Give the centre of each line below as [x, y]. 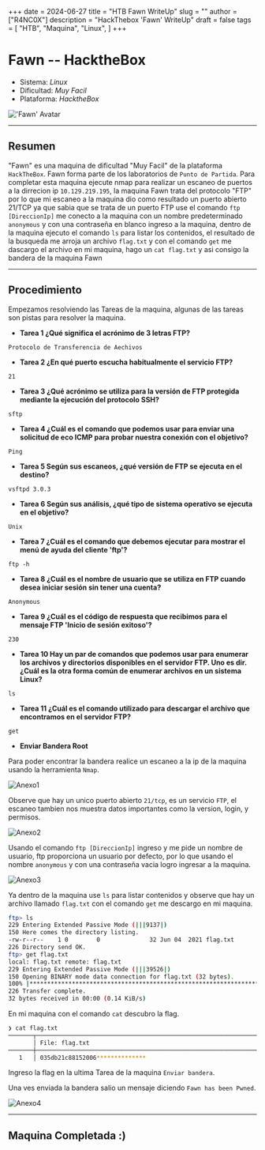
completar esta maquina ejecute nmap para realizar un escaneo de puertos [130, 182]
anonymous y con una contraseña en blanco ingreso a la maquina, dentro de [130, 224]
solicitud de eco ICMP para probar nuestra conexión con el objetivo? [134, 437]
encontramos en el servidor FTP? [75, 716]
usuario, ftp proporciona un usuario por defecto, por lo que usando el [121, 856]
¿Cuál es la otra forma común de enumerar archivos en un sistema [131, 670]
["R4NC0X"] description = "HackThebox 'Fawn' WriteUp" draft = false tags [130, 20]
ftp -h [19, 564]
